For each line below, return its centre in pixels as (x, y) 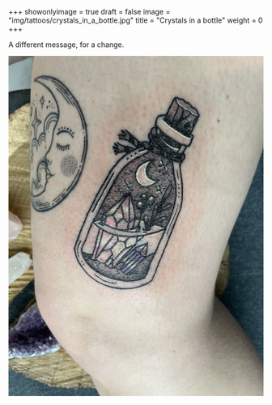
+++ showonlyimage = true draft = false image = (89, 12)
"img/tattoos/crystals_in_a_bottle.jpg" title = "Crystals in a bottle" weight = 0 (136, 20)
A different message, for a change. (66, 45)
